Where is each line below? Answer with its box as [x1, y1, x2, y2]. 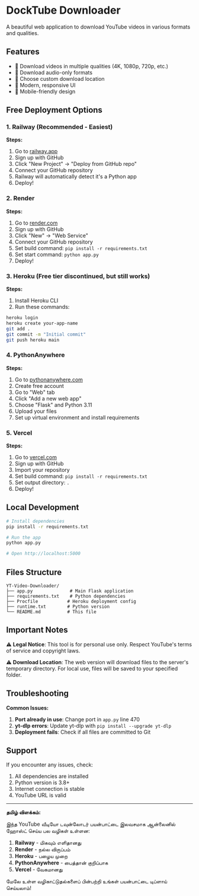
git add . [6, 326, 31, 332]
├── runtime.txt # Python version [6, 604, 110, 610]
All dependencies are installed [14, 773, 89, 780]
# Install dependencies [6, 518, 65, 524]
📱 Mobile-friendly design [14, 87, 76, 95]
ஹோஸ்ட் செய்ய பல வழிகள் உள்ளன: [6, 827, 90, 835]
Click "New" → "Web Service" [14, 232, 89, 239]
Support [6, 746, 37, 756]
